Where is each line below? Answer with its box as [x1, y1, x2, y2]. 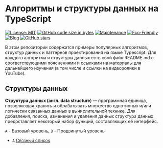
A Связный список [12, 137, 50, 143]
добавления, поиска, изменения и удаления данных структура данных [5, 113, 154, 119]
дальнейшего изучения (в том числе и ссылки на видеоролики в [5, 65, 140, 71]
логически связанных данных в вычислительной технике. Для [5, 108, 136, 114]
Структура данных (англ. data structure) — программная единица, [5, 98, 147, 103]
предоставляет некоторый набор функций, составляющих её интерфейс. [5, 118, 158, 124]
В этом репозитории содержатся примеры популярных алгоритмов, [5, 44, 148, 50]
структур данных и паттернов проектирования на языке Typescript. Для [5, 49, 157, 55]
